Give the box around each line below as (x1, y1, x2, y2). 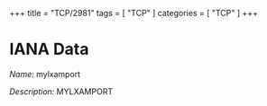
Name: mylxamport (9, 68, 81, 79)
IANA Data (9, 40, 89, 59)
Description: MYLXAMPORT (9, 85, 114, 97)
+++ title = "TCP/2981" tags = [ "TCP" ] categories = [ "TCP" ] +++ (9, 8, 259, 18)
